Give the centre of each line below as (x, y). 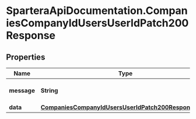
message (22, 90)
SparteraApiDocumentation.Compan (97, 11)
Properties (26, 57)
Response (31, 36)
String (49, 90)
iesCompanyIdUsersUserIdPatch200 (97, 23)
